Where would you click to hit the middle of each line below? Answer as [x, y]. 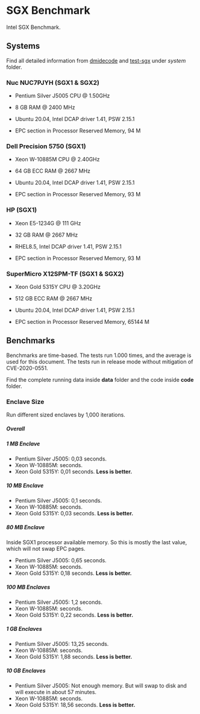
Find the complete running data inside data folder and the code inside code [100, 379]
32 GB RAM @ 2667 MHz [46, 235]
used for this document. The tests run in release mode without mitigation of [100, 361]
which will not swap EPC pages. [46, 549]
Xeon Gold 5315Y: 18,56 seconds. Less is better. [75, 705]
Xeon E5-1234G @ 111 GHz [48, 223]
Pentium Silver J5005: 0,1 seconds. [58, 501]
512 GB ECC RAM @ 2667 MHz [53, 298]
